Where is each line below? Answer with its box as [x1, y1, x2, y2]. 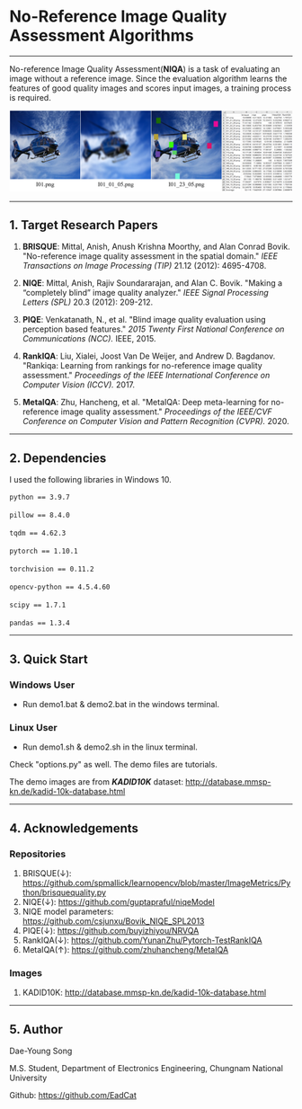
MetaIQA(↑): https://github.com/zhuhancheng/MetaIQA [22, 944, 229, 954]
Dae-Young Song [9, 1045, 73, 1057]
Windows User [9, 679, 75, 691]
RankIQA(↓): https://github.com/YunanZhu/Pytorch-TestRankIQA [22, 935, 262, 945]
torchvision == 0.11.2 [9, 564, 94, 574]
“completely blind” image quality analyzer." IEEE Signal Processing [22, 288, 270, 298]
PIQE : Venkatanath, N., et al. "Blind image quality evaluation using [22, 315, 267, 325]
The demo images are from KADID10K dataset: [9, 776, 184, 787]
